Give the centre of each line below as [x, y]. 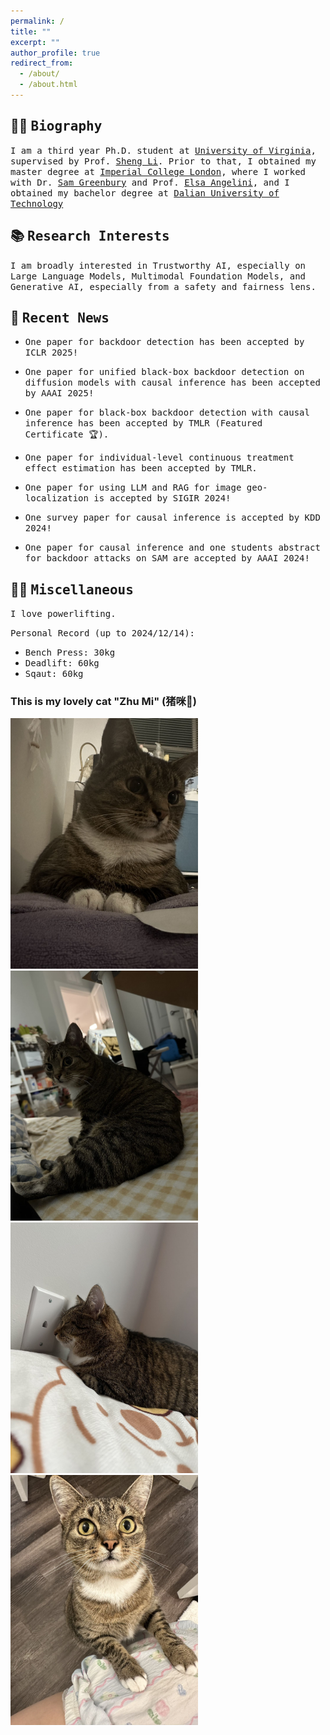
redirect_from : [42, 63]
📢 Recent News [60, 317]
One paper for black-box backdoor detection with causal [167, 413]
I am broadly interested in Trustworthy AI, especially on [158, 265]
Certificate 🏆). [67, 434]
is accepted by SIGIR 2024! [162, 498]
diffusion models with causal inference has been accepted [172, 383]
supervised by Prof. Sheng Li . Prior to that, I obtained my [163, 161]
